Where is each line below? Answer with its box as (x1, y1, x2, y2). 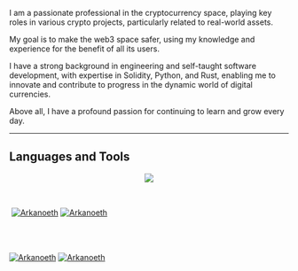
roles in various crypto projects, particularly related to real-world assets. (9, 17, 273, 27)
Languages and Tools (9, 150, 130, 165)
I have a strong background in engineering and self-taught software (9, 61, 257, 71)
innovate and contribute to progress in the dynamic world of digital (9, 80, 253, 89)
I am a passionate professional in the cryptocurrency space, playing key (9, 8, 272, 18)
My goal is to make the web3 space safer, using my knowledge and (9, 35, 255, 44)
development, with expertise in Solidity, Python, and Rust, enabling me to (9, 70, 277, 81)
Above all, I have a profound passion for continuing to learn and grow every (9, 106, 285, 116)
